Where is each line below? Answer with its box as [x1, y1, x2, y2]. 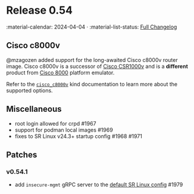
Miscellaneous [6, 104, 62, 114]
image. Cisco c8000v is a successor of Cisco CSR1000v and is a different [6, 62, 189, 70]
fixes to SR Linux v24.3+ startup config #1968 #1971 [14, 132, 143, 140]
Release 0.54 [6, 4, 73, 17]
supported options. [6, 87, 53, 94]
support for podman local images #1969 [14, 126, 113, 133]
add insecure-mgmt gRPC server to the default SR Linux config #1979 [14, 181, 183, 188]
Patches [6, 149, 37, 159]
